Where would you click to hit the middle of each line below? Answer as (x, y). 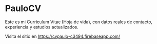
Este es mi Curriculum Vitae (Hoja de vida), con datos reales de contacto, (79, 22)
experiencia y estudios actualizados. (42, 27)
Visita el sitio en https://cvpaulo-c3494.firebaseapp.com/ (63, 36)
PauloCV (23, 8)
